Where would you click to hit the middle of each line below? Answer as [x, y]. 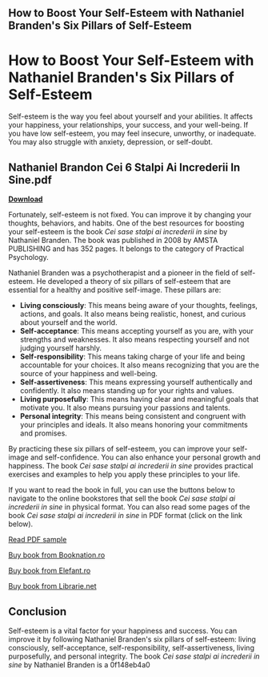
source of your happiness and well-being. [89, 374]
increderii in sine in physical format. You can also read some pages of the [129, 507]
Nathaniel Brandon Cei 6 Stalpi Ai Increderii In [124, 167]
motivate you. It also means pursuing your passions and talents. [125, 407]
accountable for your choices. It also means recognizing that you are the [140, 365]
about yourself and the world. [68, 322]
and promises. [44, 433]
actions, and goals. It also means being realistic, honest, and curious [133, 314]
